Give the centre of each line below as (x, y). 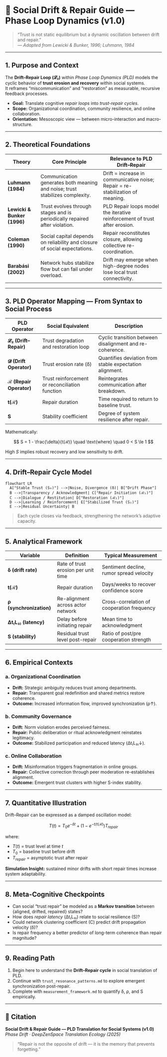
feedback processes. (27, 94)
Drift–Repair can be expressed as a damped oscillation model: (69, 815)
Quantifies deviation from (128, 358)
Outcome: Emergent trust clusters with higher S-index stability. (77, 782)
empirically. (24, 996)
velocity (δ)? (25, 927)
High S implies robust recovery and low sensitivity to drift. (64, 452)
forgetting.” (29, 1049)
